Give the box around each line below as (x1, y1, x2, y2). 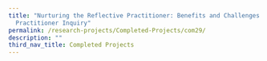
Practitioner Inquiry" (15, 19, 91, 27)
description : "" (8, 33, 63, 42)
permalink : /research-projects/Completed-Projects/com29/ (8, 26, 206, 34)
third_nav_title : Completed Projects (8, 41, 135, 49)
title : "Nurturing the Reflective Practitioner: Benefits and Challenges (8, 11, 261, 20)
